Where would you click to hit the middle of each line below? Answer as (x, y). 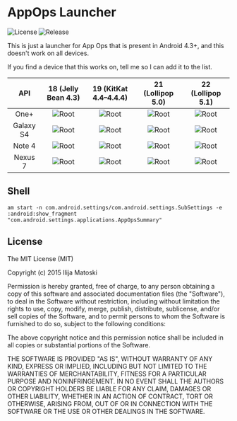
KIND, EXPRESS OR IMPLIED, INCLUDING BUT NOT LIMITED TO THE (107, 366)
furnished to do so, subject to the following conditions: (86, 323)
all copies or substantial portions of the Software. (79, 345)
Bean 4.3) (63, 98)
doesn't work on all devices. (48, 53)
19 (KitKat (110, 88)
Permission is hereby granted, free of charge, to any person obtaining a (111, 286)
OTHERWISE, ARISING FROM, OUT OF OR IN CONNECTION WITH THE (110, 403)
